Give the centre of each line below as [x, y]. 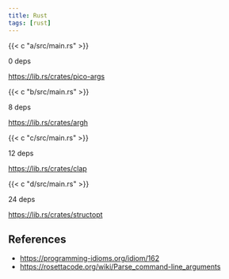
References [37, 239]
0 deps [20, 61]
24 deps [22, 199]
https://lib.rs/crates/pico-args [57, 76]
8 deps [20, 107]
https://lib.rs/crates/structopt [55, 214]
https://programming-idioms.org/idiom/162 [90, 258]
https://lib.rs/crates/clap [48, 168]
